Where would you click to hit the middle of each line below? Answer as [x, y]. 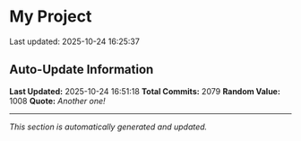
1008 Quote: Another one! [57, 101]
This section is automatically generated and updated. [108, 127]
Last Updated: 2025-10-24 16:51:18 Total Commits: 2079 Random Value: [145, 91]
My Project [51, 17]
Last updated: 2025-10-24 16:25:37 [75, 41]
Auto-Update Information [82, 70]
